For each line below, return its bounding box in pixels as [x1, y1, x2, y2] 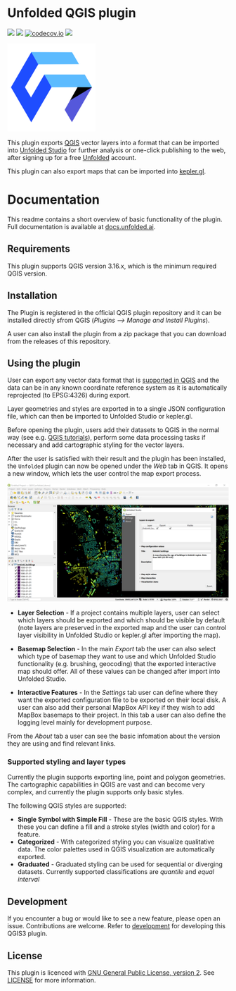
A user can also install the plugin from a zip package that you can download [7, 329, 227, 338]
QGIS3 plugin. [7, 929, 48, 938]
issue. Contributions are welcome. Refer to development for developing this [7, 922, 226, 930]
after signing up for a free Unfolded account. [7, 153, 137, 161]
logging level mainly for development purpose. [17, 718, 152, 727]
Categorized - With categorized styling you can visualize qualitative [17, 837, 215, 847]
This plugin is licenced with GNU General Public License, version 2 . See [7, 968, 215, 977]
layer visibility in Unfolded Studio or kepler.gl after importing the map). [17, 631, 221, 639]
